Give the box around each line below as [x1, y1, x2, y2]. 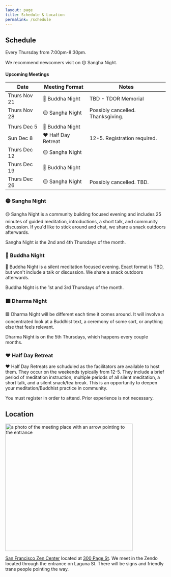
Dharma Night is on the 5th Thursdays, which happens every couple [5, 334, 149, 340]
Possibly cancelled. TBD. [89, 179, 149, 186]
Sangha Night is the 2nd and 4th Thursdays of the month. [5, 239, 126, 245]
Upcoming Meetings [5, 71, 49, 77]
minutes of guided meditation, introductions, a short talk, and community [5, 219, 158, 225]
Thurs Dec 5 [8, 123, 38, 130]
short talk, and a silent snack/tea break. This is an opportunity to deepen [5, 380, 158, 386]
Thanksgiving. [89, 113, 124, 120]
